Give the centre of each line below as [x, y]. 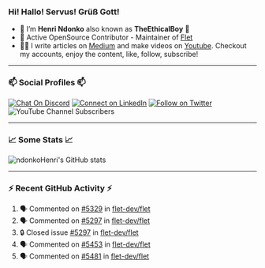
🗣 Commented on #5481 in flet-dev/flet [84, 256]
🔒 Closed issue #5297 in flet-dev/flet [79, 232]
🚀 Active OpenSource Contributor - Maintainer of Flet [106, 37]
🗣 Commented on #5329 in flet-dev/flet [85, 209]
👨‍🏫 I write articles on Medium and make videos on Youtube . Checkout [133, 46]
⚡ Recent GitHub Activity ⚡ [60, 188]
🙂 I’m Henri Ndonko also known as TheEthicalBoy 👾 [105, 29]
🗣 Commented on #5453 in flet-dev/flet [85, 244]
